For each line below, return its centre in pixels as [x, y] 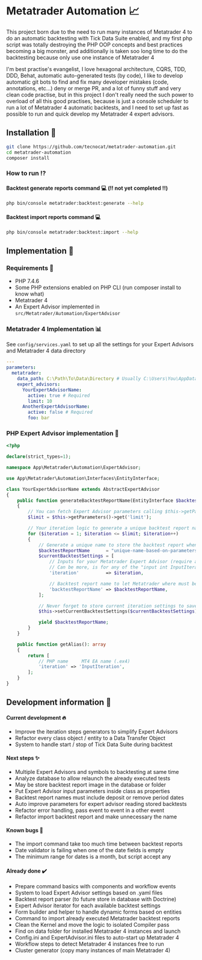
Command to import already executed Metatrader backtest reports [97, 918]
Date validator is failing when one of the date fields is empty [89, 850]
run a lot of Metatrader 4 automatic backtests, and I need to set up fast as [98, 107]
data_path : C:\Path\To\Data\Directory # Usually [79, 379]
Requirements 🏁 [30, 268]
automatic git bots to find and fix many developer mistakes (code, [87, 82]
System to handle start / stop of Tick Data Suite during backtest [94, 744]
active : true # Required [59, 395]
